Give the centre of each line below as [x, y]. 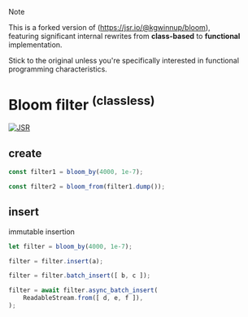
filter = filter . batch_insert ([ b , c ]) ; [80, 276]
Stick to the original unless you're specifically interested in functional [124, 61]
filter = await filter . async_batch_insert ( [83, 291]
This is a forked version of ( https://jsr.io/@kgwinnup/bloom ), [109, 27]
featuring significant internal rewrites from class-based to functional [124, 36]
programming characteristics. [58, 69]
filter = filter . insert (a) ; [56, 261]
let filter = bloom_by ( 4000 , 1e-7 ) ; [70, 246]
